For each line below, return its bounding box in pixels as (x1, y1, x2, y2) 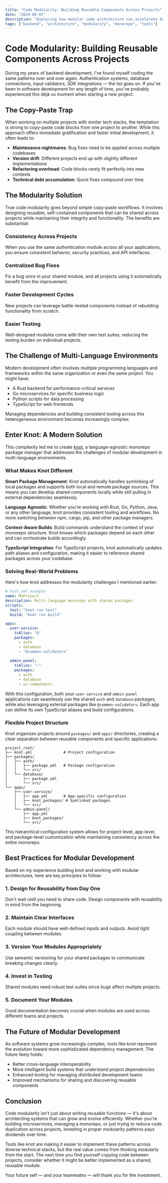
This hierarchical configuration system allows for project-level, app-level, (5, 829, 156, 835)
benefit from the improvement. (5, 279, 68, 285)
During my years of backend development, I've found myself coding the (5, 70, 153, 76)
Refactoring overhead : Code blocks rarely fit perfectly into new (12, 166, 144, 172)
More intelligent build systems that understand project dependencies (12, 1066, 155, 1072)
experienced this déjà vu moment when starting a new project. (5, 91, 134, 98)
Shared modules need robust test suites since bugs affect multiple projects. (5, 984, 161, 990)
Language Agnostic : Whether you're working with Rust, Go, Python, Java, (5, 504, 158, 510)
